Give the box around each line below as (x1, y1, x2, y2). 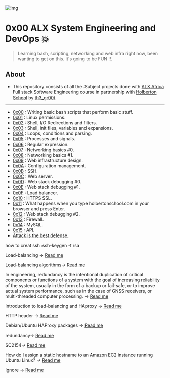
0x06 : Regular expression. (12, 141, 69, 147)
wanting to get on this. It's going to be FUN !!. (17, 56, 113, 62)
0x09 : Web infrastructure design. (12, 157, 83, 163)
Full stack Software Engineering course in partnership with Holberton (12, 89, 157, 95)
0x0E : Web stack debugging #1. (12, 184, 80, 190)
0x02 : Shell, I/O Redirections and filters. (12, 119, 97, 126)
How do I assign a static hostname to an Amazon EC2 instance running (5, 352, 153, 358)
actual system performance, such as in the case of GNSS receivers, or (5, 288, 152, 294)
